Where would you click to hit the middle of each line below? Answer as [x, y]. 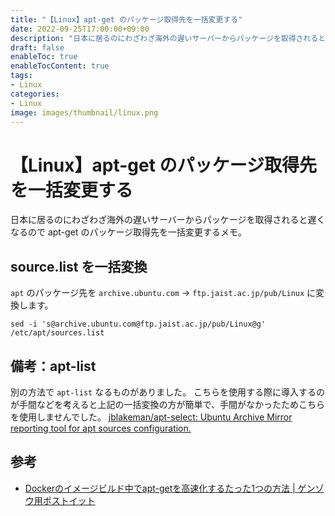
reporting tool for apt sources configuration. [101, 428]
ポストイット [69, 500]
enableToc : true [44, 57]
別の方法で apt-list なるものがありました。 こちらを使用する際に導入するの [168, 392]
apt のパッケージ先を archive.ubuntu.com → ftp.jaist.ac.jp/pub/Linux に [163, 293]
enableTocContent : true [60, 66]
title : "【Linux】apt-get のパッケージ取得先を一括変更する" [126, 19]
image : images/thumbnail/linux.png [84, 112]
